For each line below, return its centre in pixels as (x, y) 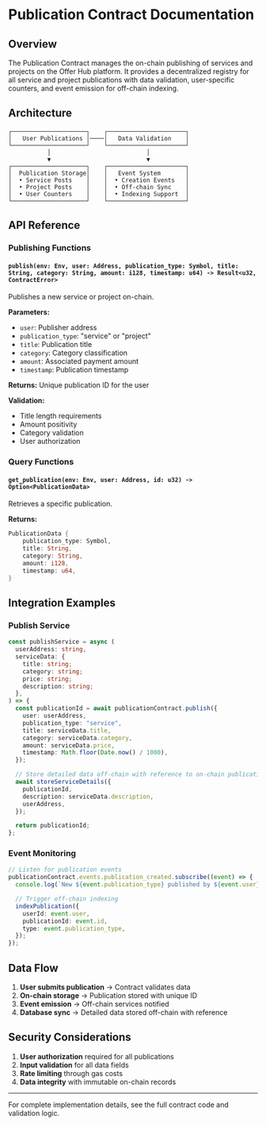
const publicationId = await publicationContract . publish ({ (116, 708)
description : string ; (58, 686)
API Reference (44, 225)
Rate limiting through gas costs (71, 1073)
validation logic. (34, 1113)
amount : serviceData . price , (68, 745)
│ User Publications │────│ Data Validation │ (99, 138)
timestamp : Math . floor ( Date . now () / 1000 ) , (95, 753)
